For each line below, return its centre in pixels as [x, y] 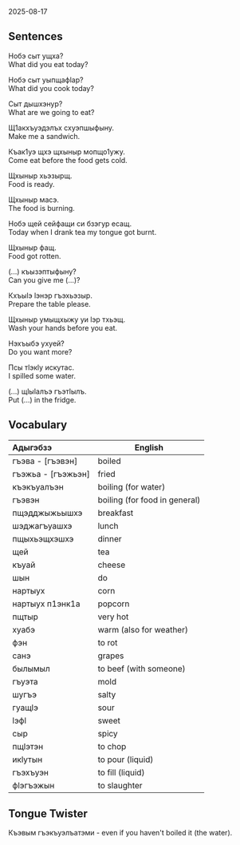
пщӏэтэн [28, 746]
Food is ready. [31, 184]
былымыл [31, 668]
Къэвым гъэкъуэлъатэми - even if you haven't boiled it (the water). [120, 833]
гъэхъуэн [31, 772]
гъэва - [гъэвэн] [45, 461]
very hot [113, 617]
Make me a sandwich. [44, 136]
